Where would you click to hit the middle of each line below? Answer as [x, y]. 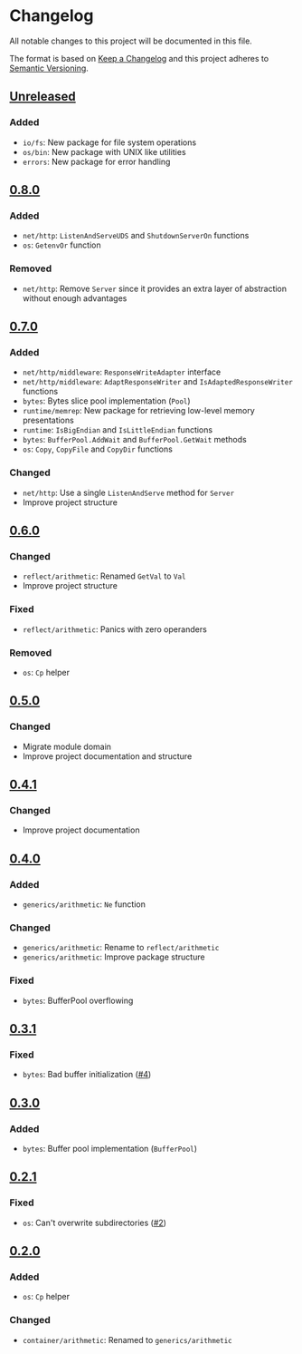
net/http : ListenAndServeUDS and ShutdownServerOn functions [136, 236]
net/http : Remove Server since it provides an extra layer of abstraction [155, 288]
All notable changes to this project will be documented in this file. [131, 41]
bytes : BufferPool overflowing [78, 1000]
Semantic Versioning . [49, 68]
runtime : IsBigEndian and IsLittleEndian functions [118, 430]
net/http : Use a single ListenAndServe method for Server [128, 492]
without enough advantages [75, 298]
